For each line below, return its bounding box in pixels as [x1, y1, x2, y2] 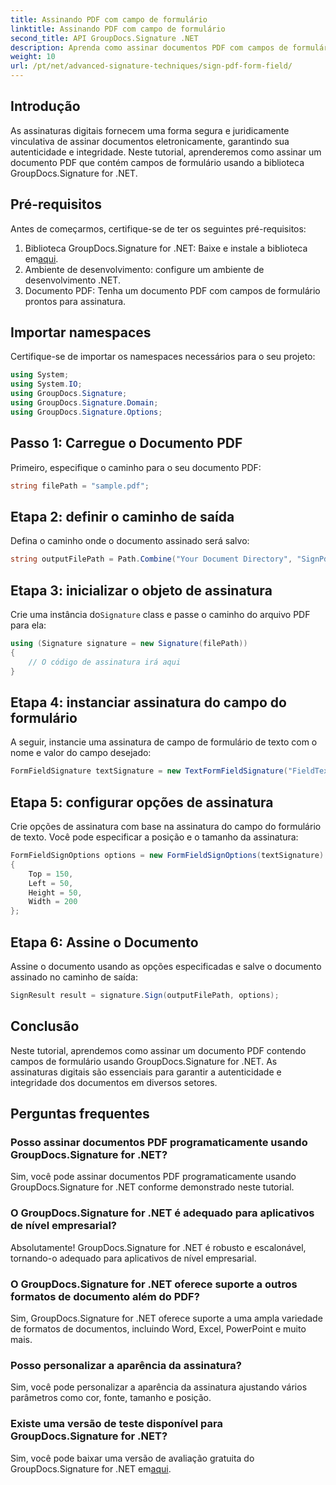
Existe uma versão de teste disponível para [10, 1417, 223, 1431]
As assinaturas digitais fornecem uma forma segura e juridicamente [10, 124, 290, 136]
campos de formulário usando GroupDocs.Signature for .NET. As [10, 1055, 278, 1067]
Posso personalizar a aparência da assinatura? [10, 1358, 242, 1372]
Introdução [10, 98, 81, 115]
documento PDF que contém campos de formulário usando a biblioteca [10, 156, 305, 168]
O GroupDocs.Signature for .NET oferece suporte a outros [10, 1277, 298, 1291]
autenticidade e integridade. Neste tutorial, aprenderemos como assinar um [10, 146, 322, 158]
